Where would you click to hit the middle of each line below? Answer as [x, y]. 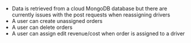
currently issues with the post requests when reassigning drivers [91, 15]
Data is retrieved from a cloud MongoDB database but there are [89, 9]
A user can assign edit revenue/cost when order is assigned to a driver [98, 34]
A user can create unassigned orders [57, 21]
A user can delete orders [42, 27]
